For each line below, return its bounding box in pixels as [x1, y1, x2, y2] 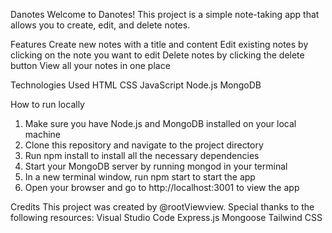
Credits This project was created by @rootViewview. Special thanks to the [10, 201, 315, 213]
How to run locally [10, 99, 85, 110]
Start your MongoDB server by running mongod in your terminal [24, 160, 288, 172]
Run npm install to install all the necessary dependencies [24, 150, 260, 161]
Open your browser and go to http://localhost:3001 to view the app [24, 182, 300, 193]
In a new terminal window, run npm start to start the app [24, 171, 256, 183]
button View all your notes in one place [10, 60, 171, 71]
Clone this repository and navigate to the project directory [24, 139, 264, 151]
